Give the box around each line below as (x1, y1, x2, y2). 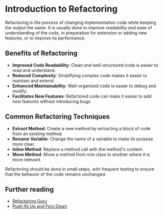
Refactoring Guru (12, 198, 47, 204)
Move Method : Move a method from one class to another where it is (12, 151, 150, 157)
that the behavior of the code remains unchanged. (5, 171, 106, 177)
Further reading (5, 185, 54, 194)
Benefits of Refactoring (5, 49, 78, 58)
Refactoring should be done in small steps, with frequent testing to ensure (5, 166, 154, 172)
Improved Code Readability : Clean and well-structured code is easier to (12, 62, 158, 68)
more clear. (12, 141, 35, 147)
